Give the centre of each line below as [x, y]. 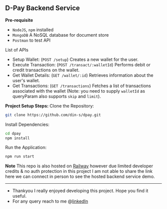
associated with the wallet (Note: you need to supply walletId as [79, 91]
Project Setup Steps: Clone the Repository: [50, 105]
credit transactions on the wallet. [46, 70]
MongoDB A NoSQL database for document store [61, 35]
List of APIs [17, 50]
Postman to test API [31, 40]
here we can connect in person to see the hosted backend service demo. [80, 177]
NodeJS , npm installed [33, 30]
